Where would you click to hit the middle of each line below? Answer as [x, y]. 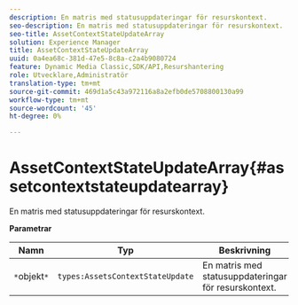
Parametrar [31, 229]
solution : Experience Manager [65, 42]
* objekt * [31, 277]
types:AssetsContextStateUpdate [125, 277]
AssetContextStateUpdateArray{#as [147, 168]
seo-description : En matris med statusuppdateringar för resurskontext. [146, 26]
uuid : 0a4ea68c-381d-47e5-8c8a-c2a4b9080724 [93, 59]
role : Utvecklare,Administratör [69, 75]
